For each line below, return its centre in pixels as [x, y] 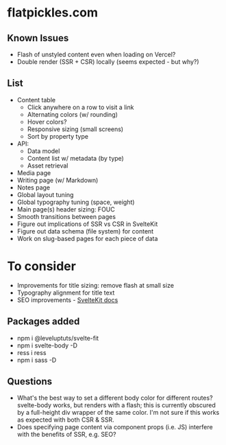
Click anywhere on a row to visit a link [80, 107]
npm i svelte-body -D [47, 345]
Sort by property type [58, 136]
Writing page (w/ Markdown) [58, 180]
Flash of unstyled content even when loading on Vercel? [96, 54]
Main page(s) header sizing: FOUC [66, 209]
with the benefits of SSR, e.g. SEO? [66, 435]
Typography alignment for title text [66, 293]
